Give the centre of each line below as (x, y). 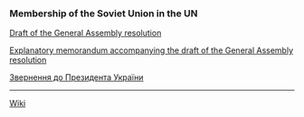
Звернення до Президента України (76, 77)
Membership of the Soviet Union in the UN (104, 13)
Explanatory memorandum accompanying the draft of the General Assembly (152, 50)
